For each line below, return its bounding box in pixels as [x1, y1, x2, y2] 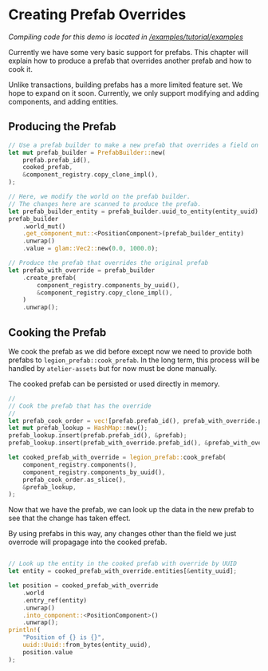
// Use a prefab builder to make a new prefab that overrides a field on [8, 141, 259, 149]
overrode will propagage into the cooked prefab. [8, 537, 167, 547]
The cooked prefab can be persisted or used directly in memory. [8, 379, 220, 389]
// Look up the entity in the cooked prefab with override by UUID [8, 560, 238, 568]
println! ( [8, 626, 41, 634]
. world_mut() [22, 222, 66, 231]
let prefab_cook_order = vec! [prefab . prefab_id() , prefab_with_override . [8, 416, 259, 424]
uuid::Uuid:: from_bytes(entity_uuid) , [22, 641, 152, 649]
